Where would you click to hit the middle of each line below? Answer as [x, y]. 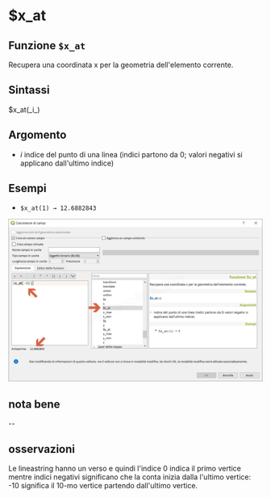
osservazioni [42, 449]
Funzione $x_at [47, 46]
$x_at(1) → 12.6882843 [58, 208]
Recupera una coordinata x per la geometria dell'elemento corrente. [121, 65]
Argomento [38, 135]
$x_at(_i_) [24, 109]
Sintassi [29, 90]
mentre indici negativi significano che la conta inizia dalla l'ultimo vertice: [130, 477]
